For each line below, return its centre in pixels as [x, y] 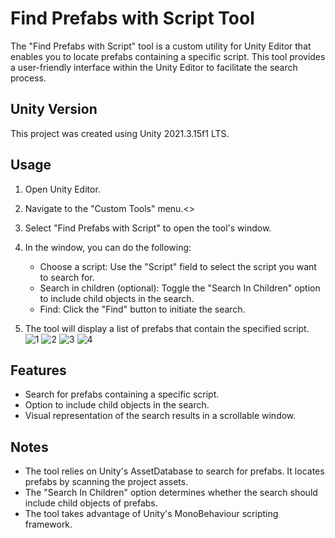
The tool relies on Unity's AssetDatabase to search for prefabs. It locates [174, 471]
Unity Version [54, 109]
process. [28, 78]
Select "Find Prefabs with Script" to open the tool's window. [148, 228]
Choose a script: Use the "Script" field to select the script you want [178, 266]
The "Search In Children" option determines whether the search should [171, 493]
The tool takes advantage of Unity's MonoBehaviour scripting [151, 514]
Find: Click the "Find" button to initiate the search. [142, 309]
